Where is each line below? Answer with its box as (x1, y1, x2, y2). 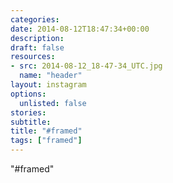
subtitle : (10, 117, 52, 127)
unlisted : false (19, 98, 87, 108)
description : (10, 33, 65, 43)
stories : (10, 107, 47, 118)
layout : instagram (10, 80, 87, 90)
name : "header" (19, 71, 83, 81)
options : (10, 89, 47, 99)
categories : (10, 14, 60, 25)
